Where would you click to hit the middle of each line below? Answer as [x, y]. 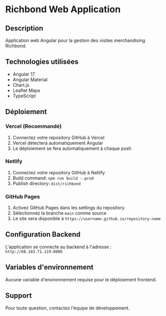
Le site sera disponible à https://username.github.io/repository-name [87, 219]
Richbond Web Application [63, 9]
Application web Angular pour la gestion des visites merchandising [75, 40]
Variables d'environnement [49, 267]
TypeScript [24, 96]
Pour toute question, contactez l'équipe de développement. [67, 308]
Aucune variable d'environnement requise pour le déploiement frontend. [81, 279]
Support [19, 296]
